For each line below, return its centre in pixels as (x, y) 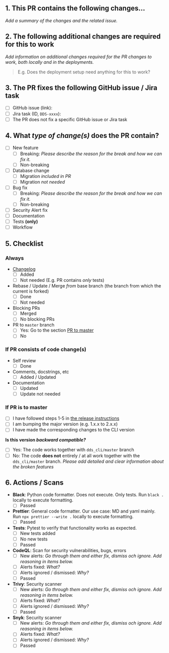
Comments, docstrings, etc (41, 372)
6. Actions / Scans (35, 482)
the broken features (33, 466)
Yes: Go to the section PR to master (57, 330)
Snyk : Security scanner (37, 618)
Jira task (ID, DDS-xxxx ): (37, 114)
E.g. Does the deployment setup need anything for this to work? (84, 72)
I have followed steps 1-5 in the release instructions (66, 418)
